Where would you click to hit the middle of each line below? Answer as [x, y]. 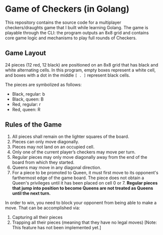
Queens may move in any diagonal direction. [56, 167]
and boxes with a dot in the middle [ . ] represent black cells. [68, 75]
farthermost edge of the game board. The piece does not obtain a [78, 178]
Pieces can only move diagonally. [45, 141]
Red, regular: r [27, 104]
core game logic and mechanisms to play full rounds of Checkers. [71, 38]
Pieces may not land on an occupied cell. [53, 147]
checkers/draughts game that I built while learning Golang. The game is [77, 27]
